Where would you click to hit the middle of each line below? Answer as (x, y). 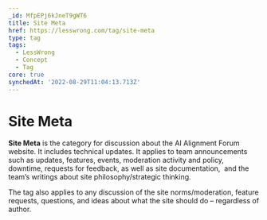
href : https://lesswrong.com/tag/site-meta (82, 30)
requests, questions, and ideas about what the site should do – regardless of (134, 201)
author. (20, 209)
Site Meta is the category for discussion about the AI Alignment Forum (124, 143)
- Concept (31, 60)
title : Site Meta (37, 23)
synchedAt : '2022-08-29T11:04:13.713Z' (75, 82)
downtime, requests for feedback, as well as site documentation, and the (129, 168)
